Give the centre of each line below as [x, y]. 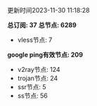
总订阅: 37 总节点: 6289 [42, 25]
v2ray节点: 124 [39, 69]
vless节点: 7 [35, 40]
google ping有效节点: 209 [45, 55]
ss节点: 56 [32, 96]
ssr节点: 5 [32, 87]
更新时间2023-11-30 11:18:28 [48, 10]
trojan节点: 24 [38, 78]
